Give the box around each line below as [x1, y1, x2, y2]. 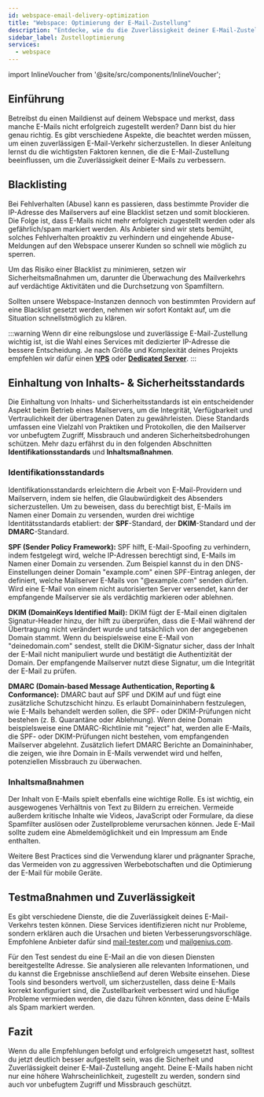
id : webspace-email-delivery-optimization [8, 11, 149, 20]
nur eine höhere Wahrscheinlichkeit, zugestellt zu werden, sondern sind [8, 1071, 241, 1080]
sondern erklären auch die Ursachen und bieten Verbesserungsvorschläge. [8, 928, 252, 938]
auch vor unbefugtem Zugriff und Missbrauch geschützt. [8, 1080, 192, 1089]
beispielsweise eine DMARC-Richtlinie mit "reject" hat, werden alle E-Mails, [8, 723, 252, 732]
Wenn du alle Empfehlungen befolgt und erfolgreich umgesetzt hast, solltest [8, 1046, 255, 1055]
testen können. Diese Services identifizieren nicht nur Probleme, [38, 920, 247, 929]
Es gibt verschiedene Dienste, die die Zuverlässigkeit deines [8, 911, 203, 921]
